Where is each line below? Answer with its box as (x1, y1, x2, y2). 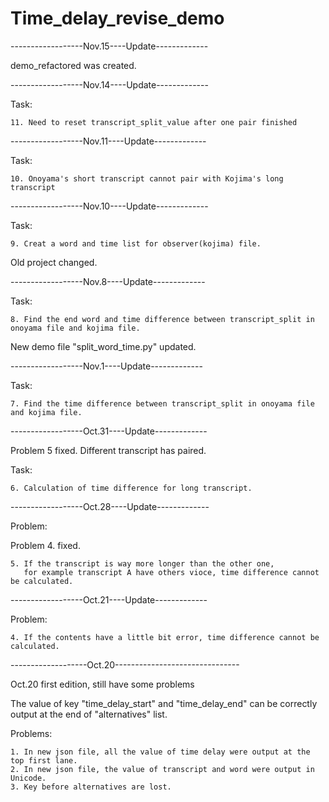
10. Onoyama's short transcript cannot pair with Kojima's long (10, 173, 284, 184)
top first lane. (10, 755, 78, 766)
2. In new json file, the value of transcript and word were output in (10, 764, 315, 774)
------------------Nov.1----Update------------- (10, 360, 203, 372)
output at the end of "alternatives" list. (10, 708, 168, 720)
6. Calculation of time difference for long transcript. (10, 483, 253, 493)
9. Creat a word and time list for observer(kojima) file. (10, 238, 262, 249)
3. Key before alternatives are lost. (10, 782, 172, 792)
